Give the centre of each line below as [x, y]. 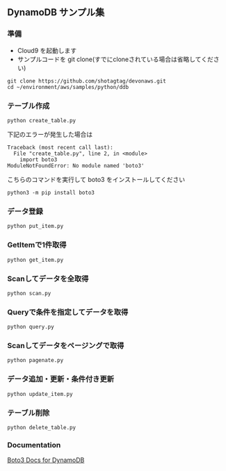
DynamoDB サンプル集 [56, 13]
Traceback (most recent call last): [60, 147]
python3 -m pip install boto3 [51, 192]
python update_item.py [40, 394]
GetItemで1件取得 [37, 245]
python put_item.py [35, 226]
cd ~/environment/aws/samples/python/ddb [68, 87]
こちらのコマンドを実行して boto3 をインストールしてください [96, 179]
